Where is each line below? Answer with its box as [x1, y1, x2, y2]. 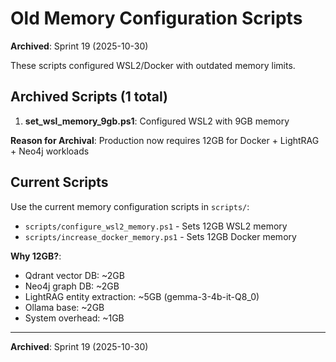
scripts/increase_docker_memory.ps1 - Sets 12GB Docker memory [24, 230, 297, 242]
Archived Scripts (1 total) [10, 88, 168, 106]
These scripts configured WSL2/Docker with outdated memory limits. [10, 59, 296, 71]
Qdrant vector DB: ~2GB [24, 269, 125, 281]
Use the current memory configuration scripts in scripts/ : [10, 200, 250, 212]
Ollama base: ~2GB [24, 301, 105, 313]
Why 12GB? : [10, 250, 62, 262]
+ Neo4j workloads [10, 145, 90, 157]
